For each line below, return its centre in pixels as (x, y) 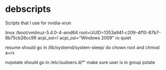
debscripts (28, 9)
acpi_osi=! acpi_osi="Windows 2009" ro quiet (84, 38)
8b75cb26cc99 (21, 38)
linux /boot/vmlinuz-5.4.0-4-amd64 (41, 32)
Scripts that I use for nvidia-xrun (38, 23)
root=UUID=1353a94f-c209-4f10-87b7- (120, 32)
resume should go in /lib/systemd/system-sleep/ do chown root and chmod (83, 47)
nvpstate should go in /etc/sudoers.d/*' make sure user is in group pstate (80, 62)
